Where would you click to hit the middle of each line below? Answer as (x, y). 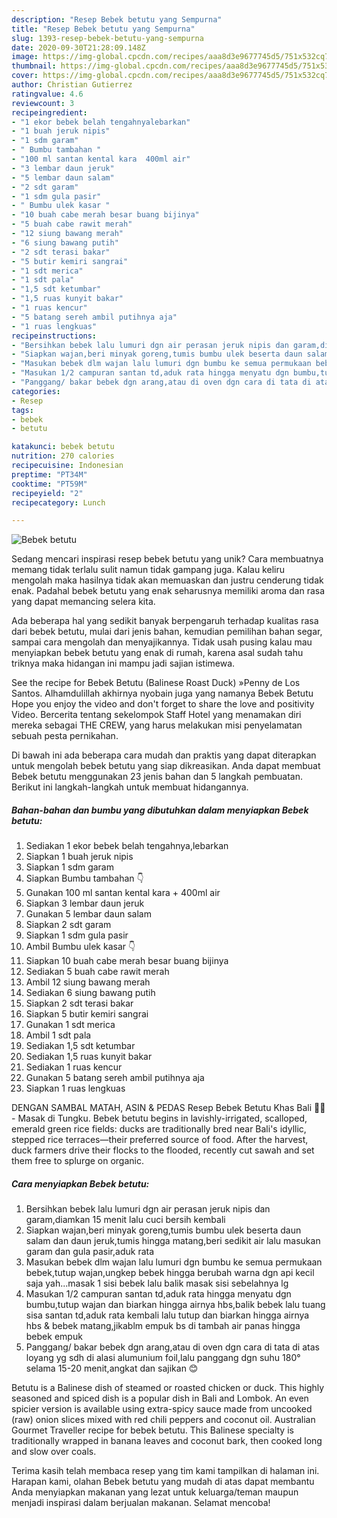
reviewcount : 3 (43, 103)
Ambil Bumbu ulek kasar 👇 (80, 947)
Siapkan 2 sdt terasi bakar (79, 1003)
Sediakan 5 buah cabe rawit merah (97, 972)
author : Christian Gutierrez (72, 85)
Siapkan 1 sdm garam (69, 867)
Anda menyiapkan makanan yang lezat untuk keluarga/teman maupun (155, 1492)
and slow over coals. (54, 1452)
